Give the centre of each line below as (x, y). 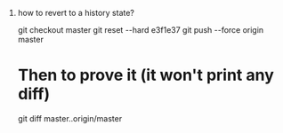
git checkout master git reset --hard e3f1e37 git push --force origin (141, 30)
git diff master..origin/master (70, 118)
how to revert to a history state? (76, 13)
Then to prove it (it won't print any (146, 75)
